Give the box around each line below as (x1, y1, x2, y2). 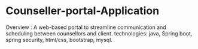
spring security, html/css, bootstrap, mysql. (5, 36, 113, 43)
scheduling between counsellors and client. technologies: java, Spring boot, (5, 30, 193, 37)
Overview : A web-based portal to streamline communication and (5, 24, 166, 31)
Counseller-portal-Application (5, 4, 160, 18)
